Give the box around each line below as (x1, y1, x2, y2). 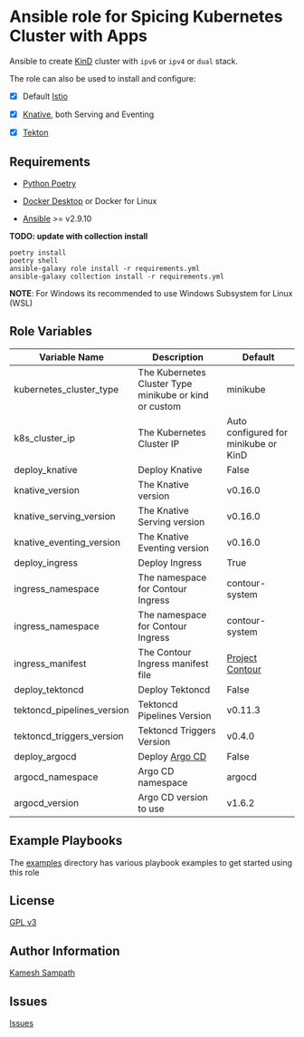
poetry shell (9, 256, 59, 265)
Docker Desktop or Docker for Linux (22, 195, 157, 206)
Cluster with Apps (9, 25, 147, 46)
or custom (138, 400, 181, 412)
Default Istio (22, 91, 68, 102)
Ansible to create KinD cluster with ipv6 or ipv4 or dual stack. (9, 55, 238, 66)
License (9, 893, 55, 908)
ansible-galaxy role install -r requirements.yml (9, 264, 201, 273)
